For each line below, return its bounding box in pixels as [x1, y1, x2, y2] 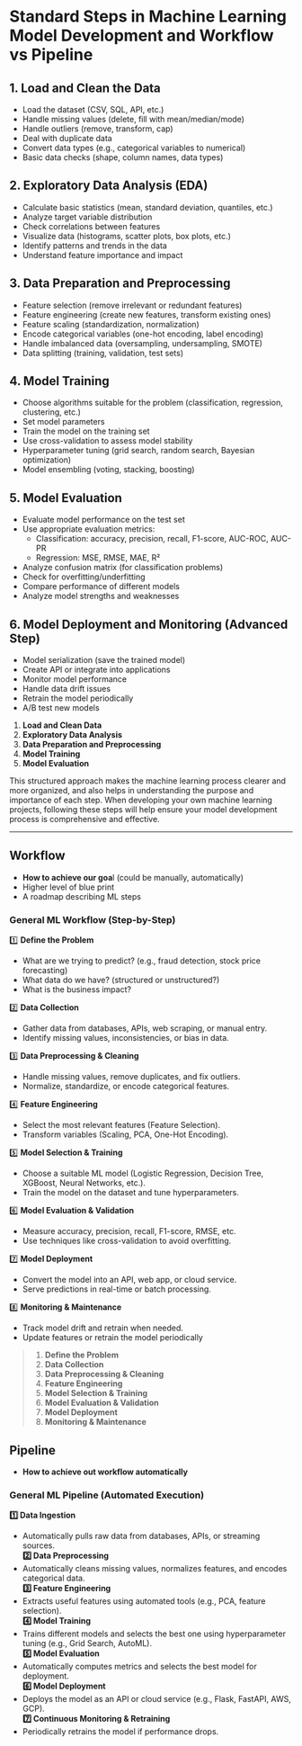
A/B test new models [22, 703, 101, 713]
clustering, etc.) [22, 407, 81, 417]
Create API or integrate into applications [22, 664, 171, 676]
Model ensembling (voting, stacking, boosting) [22, 464, 195, 475]
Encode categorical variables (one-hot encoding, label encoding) [22, 328, 264, 339]
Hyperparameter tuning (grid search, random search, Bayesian [22, 445, 255, 456]
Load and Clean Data [22, 720, 102, 730]
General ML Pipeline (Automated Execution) [9, 1489, 205, 1501]
